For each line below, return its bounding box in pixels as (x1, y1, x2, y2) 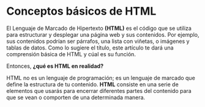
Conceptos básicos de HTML (6, 4, 157, 18)
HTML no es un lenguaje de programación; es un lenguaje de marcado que (6, 74, 196, 81)
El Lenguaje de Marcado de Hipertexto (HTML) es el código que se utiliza (6, 24, 192, 32)
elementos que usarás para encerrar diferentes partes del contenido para (6, 87, 192, 94)
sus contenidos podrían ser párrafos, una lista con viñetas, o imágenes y (6, 37, 190, 45)
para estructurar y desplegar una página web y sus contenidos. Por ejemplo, (6, 31, 199, 38)
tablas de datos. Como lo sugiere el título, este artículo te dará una (6, 44, 174, 51)
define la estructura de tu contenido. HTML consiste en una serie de (6, 81, 179, 88)
